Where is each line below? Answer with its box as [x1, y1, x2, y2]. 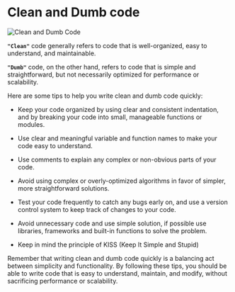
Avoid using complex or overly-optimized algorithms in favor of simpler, [17, 176, 227, 185]
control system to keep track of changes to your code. [17, 205, 176, 213]
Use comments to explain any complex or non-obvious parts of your [17, 155, 217, 164]
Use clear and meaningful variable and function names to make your [17, 134, 217, 142]
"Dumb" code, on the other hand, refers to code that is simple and [7, 62, 196, 71]
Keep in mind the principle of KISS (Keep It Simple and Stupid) [17, 240, 200, 249]
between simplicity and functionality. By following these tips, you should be [7, 262, 227, 270]
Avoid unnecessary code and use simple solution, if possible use [17, 219, 207, 228]
